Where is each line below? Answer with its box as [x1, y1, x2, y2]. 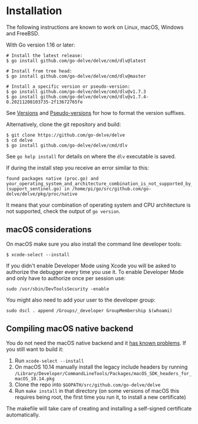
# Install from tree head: [6, 68, 72, 74]
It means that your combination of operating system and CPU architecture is [6, 201, 191, 208]
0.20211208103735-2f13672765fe [6, 99, 83, 105]
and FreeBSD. [6, 29, 39, 37]
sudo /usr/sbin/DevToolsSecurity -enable [6, 286, 110, 292]
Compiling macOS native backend [6, 324, 134, 334]
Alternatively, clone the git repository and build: [6, 121, 121, 128]
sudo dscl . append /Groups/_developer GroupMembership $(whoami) [6, 307, 173, 313]
